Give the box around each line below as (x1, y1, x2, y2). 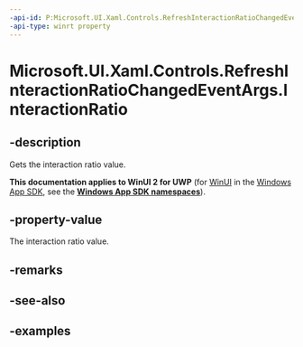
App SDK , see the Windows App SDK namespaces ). (9, 186, 206, 197)
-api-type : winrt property (9, 22, 111, 31)
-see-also (9, 293, 66, 308)
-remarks (9, 262, 63, 277)
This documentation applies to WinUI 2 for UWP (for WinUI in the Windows (9, 176, 291, 187)
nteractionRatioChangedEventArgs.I (9, 80, 289, 100)
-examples (9, 324, 71, 339)
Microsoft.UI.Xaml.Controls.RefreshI (9, 61, 289, 81)
